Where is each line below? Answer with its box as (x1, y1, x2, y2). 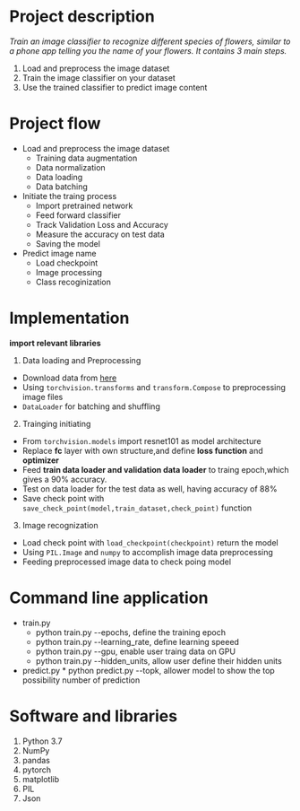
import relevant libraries (9, 337, 101, 348)
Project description (9, 6, 155, 27)
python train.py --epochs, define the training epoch (35, 626, 227, 638)
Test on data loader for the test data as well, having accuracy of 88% (21, 483, 278, 494)
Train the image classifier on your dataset (21, 72, 176, 83)
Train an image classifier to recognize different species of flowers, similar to (9, 36, 291, 47)
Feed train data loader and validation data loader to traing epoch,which (21, 464, 289, 475)
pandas (21, 754, 51, 765)
